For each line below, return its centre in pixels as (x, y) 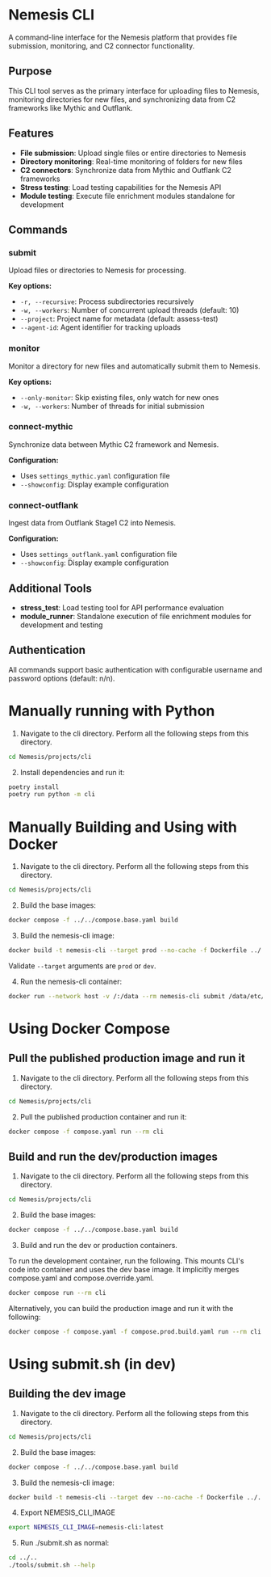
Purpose (30, 72)
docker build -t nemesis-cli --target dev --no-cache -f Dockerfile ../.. (137, 1497)
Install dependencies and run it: (72, 772)
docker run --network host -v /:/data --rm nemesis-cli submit (117, 996)
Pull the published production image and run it (127, 1058)
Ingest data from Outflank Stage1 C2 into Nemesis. (92, 523)
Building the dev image (67, 1394)
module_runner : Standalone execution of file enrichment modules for (135, 616)
